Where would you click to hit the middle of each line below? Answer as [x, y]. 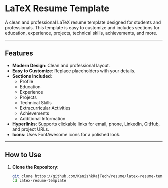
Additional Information [43, 118]
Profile [27, 81]
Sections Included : [32, 76]
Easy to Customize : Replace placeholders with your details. [74, 71]
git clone [23, 176]
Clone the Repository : [35, 167]
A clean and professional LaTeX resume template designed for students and [83, 22]
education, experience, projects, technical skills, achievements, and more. [81, 33]
